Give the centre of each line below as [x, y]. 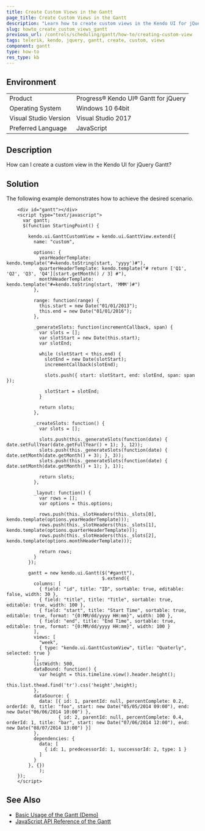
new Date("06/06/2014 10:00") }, [49, 712]
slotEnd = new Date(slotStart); [86, 360]
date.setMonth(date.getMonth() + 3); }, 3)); [65, 455]
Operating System [35, 109]
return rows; [55, 552]
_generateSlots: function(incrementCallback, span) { [103, 327]
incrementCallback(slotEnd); [82, 365]
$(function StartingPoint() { [61, 226]
